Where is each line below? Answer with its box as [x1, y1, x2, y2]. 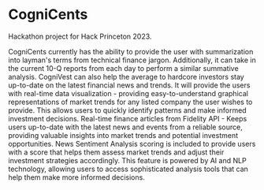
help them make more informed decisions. [8, 172, 146, 182]
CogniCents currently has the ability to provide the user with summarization [8, 47, 254, 56]
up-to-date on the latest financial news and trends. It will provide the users [8, 80, 251, 90]
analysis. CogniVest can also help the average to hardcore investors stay [8, 72, 244, 81]
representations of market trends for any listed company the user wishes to [8, 97, 253, 106]
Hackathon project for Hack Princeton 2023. [8, 32, 152, 41]
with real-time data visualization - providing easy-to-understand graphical [8, 88, 248, 98]
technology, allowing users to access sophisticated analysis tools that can [8, 164, 248, 173]
